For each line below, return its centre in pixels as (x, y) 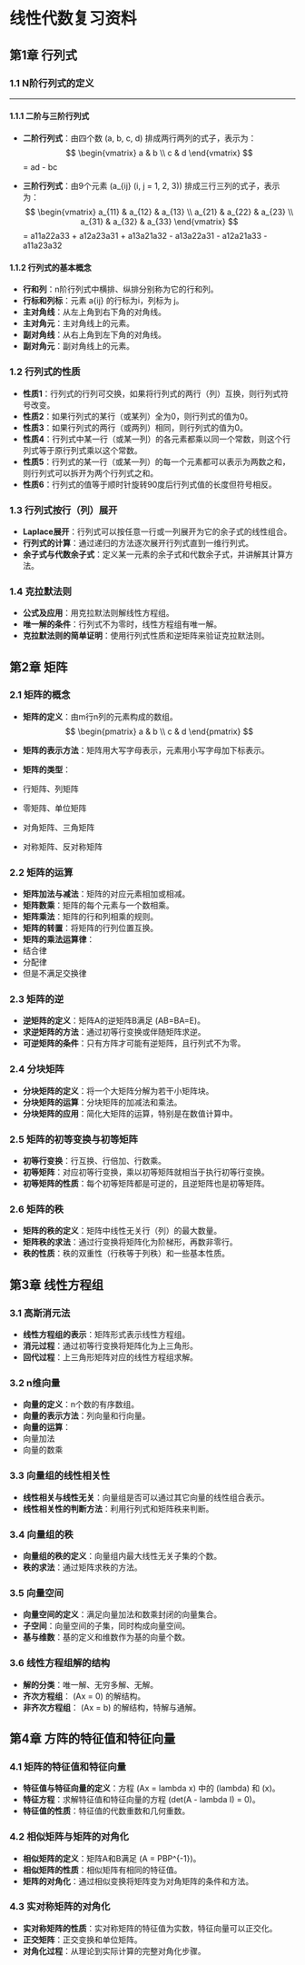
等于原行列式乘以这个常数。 (90, 450)
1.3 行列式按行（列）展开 (64, 510)
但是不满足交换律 (54, 974)
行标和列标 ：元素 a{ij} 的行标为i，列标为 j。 (103, 301)
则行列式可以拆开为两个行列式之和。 (90, 472)
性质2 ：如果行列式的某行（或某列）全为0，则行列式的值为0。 (138, 416)
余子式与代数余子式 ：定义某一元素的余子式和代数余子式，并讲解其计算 (154, 554)
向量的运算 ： (46, 1427)
